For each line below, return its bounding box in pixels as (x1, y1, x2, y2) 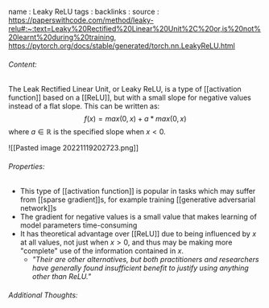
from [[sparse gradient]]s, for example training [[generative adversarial (19, 195, 256, 204)
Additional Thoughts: (8, 290, 78, 300)
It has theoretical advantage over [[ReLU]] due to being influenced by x (19, 229, 257, 239)
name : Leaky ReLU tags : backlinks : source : (8, 7, 159, 16)
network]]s (19, 203, 57, 213)
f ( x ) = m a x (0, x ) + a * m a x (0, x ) (84, 114, 187, 124)
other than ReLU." (31, 272, 91, 281)
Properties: (8, 161, 45, 171)
